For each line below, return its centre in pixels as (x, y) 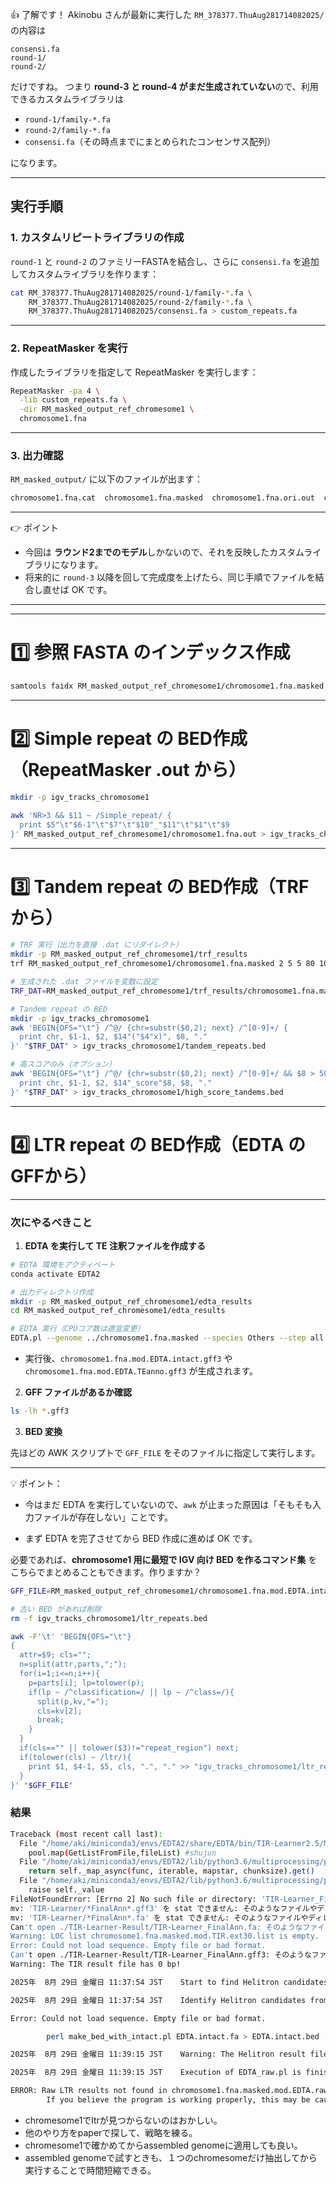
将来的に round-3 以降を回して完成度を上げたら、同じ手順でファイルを (170, 577)
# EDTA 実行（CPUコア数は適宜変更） (77, 1329)
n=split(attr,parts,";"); (73, 1664)
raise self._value (66, 1890)
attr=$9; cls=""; (55, 1655)
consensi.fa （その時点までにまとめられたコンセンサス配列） (150, 141)
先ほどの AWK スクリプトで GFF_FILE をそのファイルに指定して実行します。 (165, 1452)
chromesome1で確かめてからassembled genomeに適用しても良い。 (163, 2145)
